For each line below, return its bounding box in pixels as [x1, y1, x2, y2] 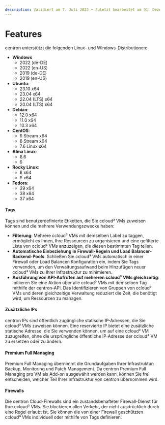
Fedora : [12, 180, 28, 186]
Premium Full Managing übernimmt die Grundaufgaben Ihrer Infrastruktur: [5, 360, 155, 367]
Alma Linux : [12, 148, 37, 154]
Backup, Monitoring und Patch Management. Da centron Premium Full [5, 366, 146, 372]
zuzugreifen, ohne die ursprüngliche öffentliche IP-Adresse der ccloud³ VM [5, 333, 158, 339]
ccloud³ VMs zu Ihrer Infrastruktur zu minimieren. [12, 269, 112, 275]
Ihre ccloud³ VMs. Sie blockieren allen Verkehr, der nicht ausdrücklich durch [5, 404, 160, 410]
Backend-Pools [12, 253, 45, 259]
